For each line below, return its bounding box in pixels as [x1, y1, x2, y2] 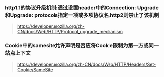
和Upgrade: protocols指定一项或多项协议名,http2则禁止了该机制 [5, 11, 160, 18]
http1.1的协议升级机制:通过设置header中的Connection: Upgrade [5, 4, 159, 11]
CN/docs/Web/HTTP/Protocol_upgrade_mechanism [17, 29, 123, 35]
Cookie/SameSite [17, 66, 53, 73]
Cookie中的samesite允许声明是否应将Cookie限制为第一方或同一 [5, 42, 159, 49]
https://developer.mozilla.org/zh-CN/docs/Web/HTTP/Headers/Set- [17, 61, 156, 67]
